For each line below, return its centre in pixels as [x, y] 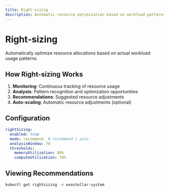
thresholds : [22, 148]
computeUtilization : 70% [40, 158]
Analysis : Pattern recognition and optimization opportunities [75, 92]
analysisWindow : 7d [30, 143]
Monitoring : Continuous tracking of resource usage [66, 86]
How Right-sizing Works [44, 74]
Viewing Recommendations [50, 173]
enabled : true [24, 134]
